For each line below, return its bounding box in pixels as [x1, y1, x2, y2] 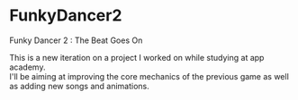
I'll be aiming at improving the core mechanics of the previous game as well [9, 71, 290, 81]
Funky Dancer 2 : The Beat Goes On [9, 35, 143, 46]
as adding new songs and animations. [9, 80, 150, 91]
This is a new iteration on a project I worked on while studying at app [9, 52, 265, 62]
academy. [9, 62, 46, 72]
